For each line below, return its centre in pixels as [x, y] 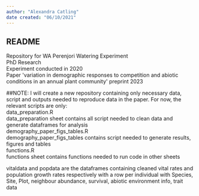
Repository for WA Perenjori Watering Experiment [67, 56]
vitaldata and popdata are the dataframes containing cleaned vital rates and [100, 168]
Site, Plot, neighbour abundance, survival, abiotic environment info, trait [95, 181]
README [23, 42]
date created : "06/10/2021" [41, 17]
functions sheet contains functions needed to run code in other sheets [93, 157]
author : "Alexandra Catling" [43, 12]
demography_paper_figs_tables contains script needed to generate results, [99, 138]
